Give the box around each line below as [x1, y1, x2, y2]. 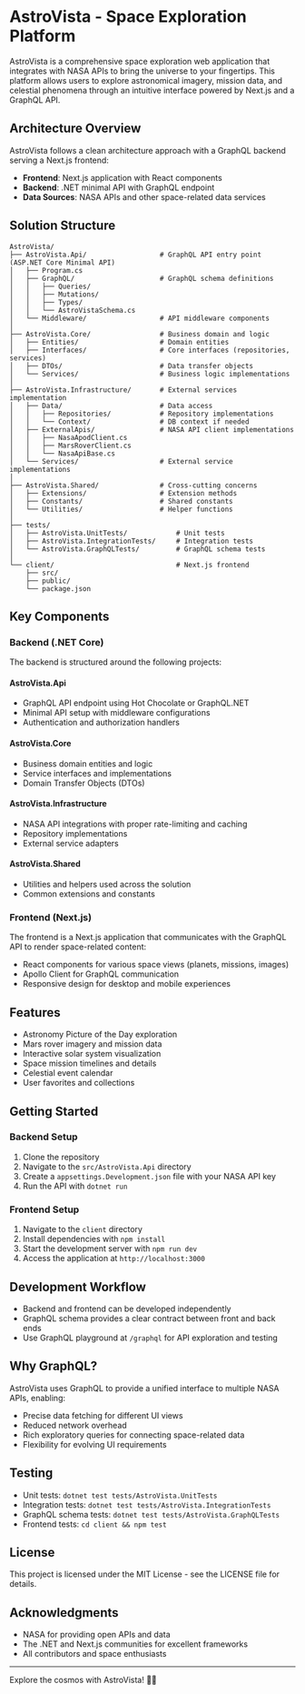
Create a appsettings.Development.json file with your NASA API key [22, 1170, 277, 1181]
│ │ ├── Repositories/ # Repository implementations [9, 409, 274, 418]
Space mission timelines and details [22, 1057, 157, 1069]
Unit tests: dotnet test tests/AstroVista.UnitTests [22, 1489, 218, 1500]
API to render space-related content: [9, 941, 147, 952]
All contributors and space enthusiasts [22, 1649, 167, 1659]
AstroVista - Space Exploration [9, 6, 247, 27]
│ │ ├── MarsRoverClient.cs [9, 441, 132, 450]
